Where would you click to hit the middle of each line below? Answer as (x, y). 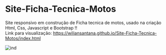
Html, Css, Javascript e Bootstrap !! (41, 27)
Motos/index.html (23, 38)
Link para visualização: (28, 33)
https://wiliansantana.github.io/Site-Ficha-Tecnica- (105, 33)
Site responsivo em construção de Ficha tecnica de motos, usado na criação (83, 23)
